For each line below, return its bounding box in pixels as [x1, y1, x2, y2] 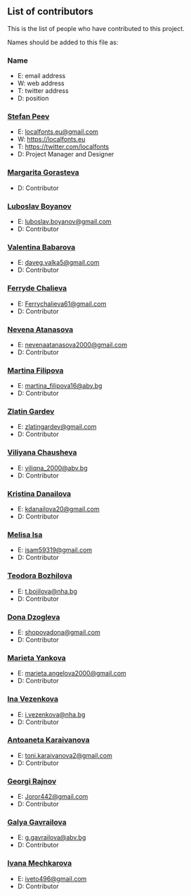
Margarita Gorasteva [7, 168, 79, 178]
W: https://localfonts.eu [17, 135, 86, 144]
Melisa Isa [7, 530, 43, 540]
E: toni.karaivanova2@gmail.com [17, 751, 112, 759]
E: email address [17, 72, 66, 80]
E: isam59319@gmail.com [17, 546, 93, 554]
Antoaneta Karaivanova [7, 735, 90, 745]
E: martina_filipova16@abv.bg [17, 382, 103, 390]
